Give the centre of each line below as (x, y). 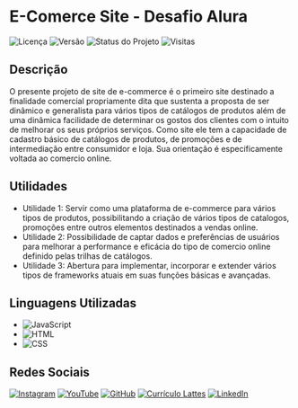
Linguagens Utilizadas (73, 303)
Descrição (39, 70)
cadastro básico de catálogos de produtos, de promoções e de (126, 139)
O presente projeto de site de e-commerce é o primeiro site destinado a (142, 91)
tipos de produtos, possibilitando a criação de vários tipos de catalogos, (156, 217)
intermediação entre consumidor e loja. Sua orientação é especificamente (146, 148)
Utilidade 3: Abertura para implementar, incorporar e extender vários (149, 265)
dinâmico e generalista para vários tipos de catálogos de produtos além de (148, 111)
